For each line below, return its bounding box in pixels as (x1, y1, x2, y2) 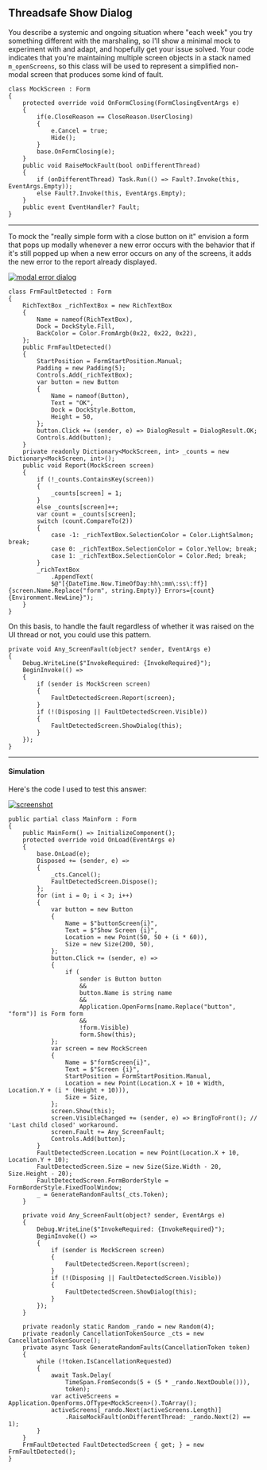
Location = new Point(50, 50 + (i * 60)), (64, 934, 208, 942)
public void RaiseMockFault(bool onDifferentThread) (22, 161, 201, 169)
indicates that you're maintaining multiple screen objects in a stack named (8, 52, 252, 62)
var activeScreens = (50, 1392, 119, 1401)
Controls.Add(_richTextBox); (37, 371, 133, 379)
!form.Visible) (79, 1024, 130, 1032)
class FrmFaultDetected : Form (8, 288, 112, 296)
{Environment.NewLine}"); (8, 594, 94, 602)
